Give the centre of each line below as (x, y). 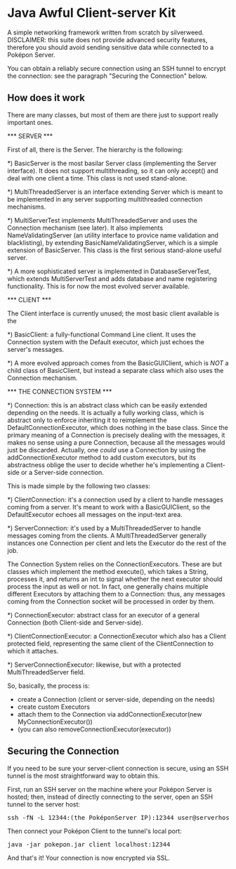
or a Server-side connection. (62, 472)
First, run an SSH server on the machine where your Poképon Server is (110, 789)
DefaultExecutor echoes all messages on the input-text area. (95, 514)
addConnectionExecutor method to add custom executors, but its (102, 457)
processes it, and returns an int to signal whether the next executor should (115, 579)
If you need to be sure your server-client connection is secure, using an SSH (118, 768)
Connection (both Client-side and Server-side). (76, 622)
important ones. (30, 122)
